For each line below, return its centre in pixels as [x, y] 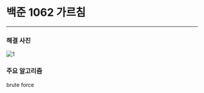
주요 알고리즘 [24, 71]
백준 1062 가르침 [46, 12]
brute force [20, 84]
